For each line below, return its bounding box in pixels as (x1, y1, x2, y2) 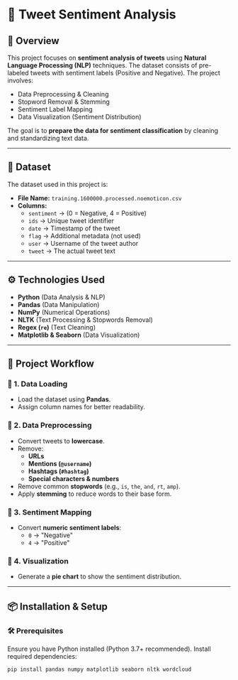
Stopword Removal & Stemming (17, 97, 110, 106)
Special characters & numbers (28, 474, 119, 482)
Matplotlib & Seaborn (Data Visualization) (17, 330, 140, 339)
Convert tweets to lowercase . (17, 436, 105, 445)
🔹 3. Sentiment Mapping (7, 507, 92, 517)
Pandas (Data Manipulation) (17, 300, 100, 308)
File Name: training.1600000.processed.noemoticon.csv (17, 193, 182, 202)
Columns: (17, 201, 47, 210)
